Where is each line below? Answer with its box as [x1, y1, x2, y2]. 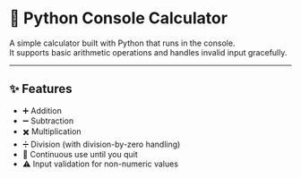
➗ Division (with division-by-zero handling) [21, 139, 181, 149]
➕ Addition [21, 105, 63, 115]
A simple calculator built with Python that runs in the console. [9, 38, 236, 48]
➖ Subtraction [21, 115, 74, 126]
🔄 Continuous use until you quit [21, 148, 138, 159]
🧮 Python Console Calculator [9, 8, 228, 29]
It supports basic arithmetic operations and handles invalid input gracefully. [9, 47, 288, 57]
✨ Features [9, 81, 73, 97]
